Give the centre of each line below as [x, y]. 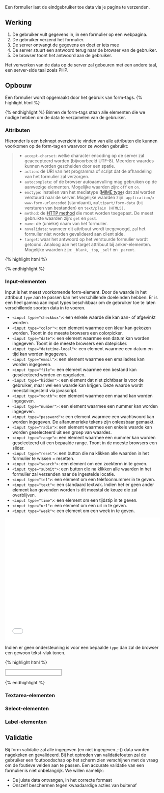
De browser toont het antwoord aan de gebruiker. [62, 55]
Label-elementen [26, 722]
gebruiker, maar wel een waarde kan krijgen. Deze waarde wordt [78, 385]
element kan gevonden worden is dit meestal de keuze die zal [75, 490]
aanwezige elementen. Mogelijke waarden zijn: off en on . [82, 187]
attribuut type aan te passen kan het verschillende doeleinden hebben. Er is [82, 298]
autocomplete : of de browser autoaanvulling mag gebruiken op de [91, 182]
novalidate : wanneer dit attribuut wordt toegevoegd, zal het [85, 229]
